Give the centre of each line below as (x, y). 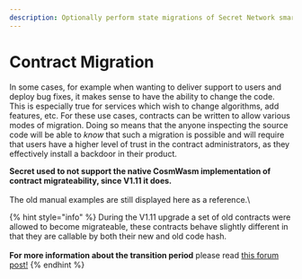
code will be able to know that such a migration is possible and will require (147, 135)
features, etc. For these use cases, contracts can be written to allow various (150, 115)
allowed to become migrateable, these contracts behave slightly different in (149, 226)
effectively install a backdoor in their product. (93, 153)
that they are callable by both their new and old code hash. (118, 236)
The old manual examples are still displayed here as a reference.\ (130, 199)
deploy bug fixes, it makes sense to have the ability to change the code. (142, 96)
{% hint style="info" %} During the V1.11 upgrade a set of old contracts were (150, 217)
